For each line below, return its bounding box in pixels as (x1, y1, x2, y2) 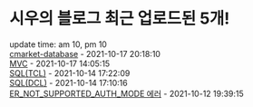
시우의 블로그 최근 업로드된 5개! (9, 8, 230, 29)
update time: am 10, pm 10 (9, 38, 107, 50)
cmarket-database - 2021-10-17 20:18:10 (9, 48, 161, 59)
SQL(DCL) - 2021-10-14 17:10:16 (9, 77, 129, 88)
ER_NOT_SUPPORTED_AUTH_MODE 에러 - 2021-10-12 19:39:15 (9, 88, 245, 99)
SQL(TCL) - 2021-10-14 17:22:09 (9, 67, 131, 78)
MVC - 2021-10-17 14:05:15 (9, 58, 111, 69)
